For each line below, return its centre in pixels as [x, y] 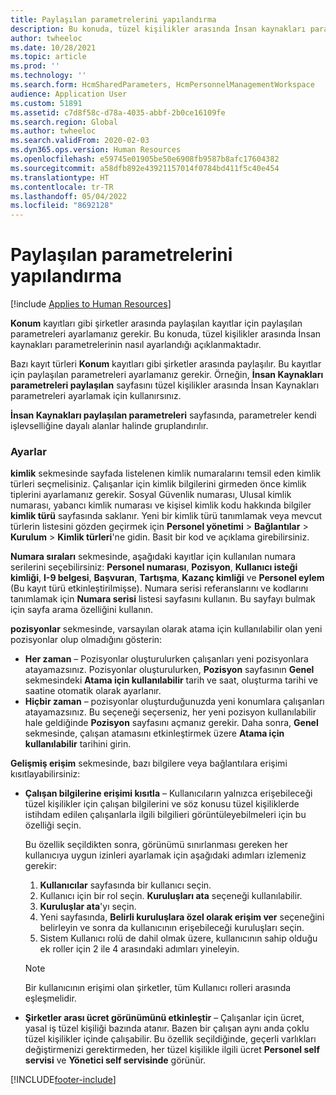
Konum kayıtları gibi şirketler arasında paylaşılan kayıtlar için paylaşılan [156, 323]
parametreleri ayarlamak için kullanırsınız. [96, 396]
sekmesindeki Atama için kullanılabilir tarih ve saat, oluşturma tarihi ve [171, 680]
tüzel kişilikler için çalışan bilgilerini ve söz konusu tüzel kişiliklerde [162, 804]
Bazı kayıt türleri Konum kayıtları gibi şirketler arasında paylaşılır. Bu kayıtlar [166, 364]
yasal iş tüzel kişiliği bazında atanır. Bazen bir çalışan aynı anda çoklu [167, 1028]
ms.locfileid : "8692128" [62, 206]
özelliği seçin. [53, 825]
